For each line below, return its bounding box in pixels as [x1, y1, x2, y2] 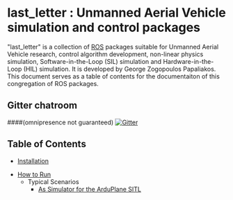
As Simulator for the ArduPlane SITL [38, 185, 141, 193]
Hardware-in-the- [163, 57, 214, 65]
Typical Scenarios [27, 177, 79, 185]
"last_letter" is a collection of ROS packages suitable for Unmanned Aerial [7, 42, 219, 51]
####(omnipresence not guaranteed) [7, 118, 114, 126]
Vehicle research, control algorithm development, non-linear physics [7, 50, 204, 58]
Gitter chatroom [7, 99, 78, 112]
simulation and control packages [7, 19, 200, 35]
